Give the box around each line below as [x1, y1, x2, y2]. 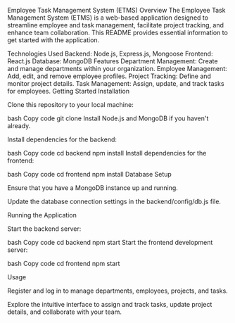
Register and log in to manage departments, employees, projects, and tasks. [7, 286, 229, 295]
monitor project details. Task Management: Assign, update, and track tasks [7, 80, 224, 87]
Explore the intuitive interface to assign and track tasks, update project [7, 300, 212, 308]
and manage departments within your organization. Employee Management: [7, 65, 227, 72]
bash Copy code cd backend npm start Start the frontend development [7, 239, 213, 246]
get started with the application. [7, 36, 100, 44]
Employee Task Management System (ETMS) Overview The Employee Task [7, 6, 226, 14]
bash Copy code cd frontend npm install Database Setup [7, 170, 172, 178]
